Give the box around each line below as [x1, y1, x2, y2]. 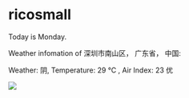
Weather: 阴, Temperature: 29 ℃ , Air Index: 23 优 [8, 65, 174, 75]
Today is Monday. [8, 32, 66, 41]
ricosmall [8, 6, 72, 24]
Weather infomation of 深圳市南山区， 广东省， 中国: [8, 48, 182, 57]
